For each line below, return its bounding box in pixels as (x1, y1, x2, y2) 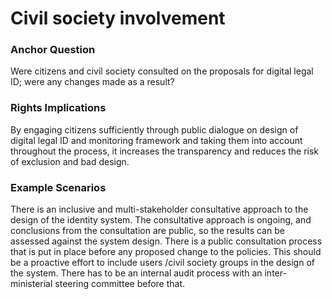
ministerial (10, 278, 53, 290)
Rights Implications (10, 101, 107, 115)
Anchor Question (10, 43, 96, 57)
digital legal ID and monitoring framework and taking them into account (10, 134, 303, 146)
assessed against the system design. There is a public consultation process (10, 235, 323, 247)
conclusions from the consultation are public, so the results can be (10, 225, 285, 237)
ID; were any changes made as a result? (10, 76, 175, 88)
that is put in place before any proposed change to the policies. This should (10, 246, 322, 258)
